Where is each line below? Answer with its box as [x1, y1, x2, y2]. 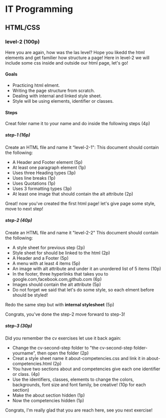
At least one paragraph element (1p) [12, 165, 86, 171]
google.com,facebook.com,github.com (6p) [12, 277, 102, 282]
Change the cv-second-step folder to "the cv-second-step [12, 345, 133, 351]
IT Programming [5, 3, 73, 15]
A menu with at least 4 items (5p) [12, 261, 81, 267]
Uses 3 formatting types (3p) [12, 186, 72, 192]
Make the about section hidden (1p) [12, 392, 85, 398]
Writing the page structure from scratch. [12, 88, 95, 94]
